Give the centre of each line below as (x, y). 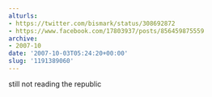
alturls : (23, 16)
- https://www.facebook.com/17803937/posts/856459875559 (106, 31)
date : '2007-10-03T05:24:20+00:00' (68, 53)
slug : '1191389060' (41, 61)
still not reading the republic (55, 84)
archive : (23, 38)
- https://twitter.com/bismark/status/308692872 (92, 23)
